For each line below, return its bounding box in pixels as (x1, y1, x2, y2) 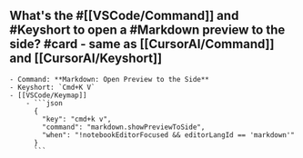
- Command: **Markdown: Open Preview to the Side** (9, 74, 209, 84)
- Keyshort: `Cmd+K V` (9, 83, 96, 92)
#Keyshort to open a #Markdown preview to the (9, 23, 286, 38)
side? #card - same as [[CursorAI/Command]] (9, 36, 275, 52)
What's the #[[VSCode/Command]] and (9, 8, 239, 24)
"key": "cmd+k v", (42, 114, 112, 123)
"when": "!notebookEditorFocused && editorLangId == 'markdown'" (42, 130, 296, 140)
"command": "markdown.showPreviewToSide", (42, 123, 206, 132)
